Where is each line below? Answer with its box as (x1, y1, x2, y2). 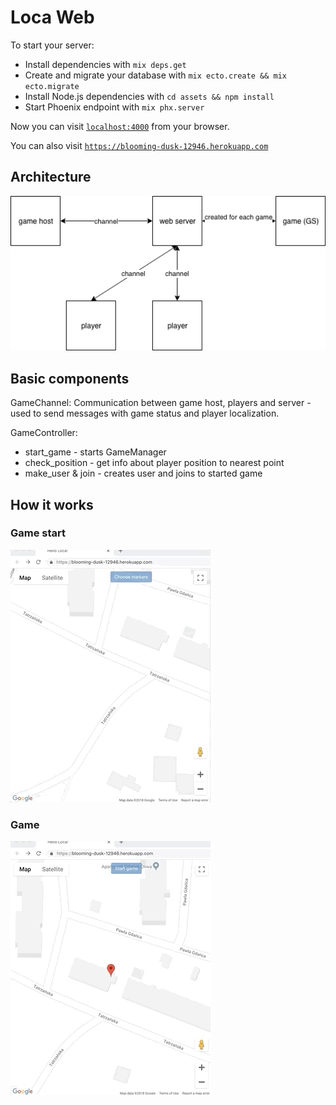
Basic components (10, 370, 130, 387)
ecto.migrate (24, 81, 80, 91)
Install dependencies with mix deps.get (24, 58, 187, 70)
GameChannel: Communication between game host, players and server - (10, 397, 312, 409)
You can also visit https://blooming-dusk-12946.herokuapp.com (10, 139, 269, 151)
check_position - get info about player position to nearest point (24, 457, 285, 469)
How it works (10, 496, 94, 513)
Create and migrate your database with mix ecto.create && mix (24, 69, 287, 81)
